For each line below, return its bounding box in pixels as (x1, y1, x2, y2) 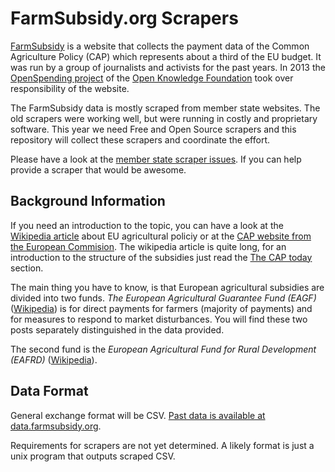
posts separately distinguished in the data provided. (10, 323, 225, 336)
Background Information (10, 193, 166, 210)
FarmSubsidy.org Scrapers (10, 7, 239, 30)
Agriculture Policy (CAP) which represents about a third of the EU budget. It (10, 50, 322, 62)
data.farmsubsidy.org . (10, 420, 102, 432)
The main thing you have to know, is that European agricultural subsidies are (10, 281, 325, 293)
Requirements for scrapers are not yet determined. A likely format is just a (10, 439, 315, 451)
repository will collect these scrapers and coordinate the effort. (10, 133, 270, 146)
